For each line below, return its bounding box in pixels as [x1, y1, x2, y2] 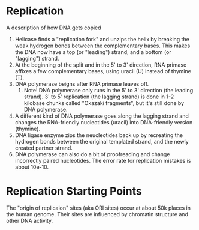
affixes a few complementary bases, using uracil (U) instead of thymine [14, 67, 192, 74]
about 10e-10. [14, 163, 49, 171]
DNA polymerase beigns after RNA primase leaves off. [14, 80, 149, 88]
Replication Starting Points [6, 184, 142, 198]
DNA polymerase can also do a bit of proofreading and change [14, 150, 170, 157]
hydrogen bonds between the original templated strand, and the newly [14, 138, 189, 145]
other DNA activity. [6, 217, 53, 224]
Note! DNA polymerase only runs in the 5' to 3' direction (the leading [23, 86, 194, 94]
